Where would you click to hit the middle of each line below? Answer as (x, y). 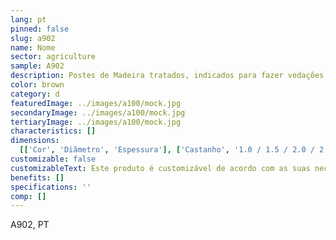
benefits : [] (37, 177)
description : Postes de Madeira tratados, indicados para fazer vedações (167, 76)
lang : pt (28, 19)
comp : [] (28, 196)
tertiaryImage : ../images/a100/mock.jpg (96, 122)
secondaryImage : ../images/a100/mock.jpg (98, 112)
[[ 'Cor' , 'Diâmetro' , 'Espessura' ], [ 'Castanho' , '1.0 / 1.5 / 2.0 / (167, 150)
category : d (35, 94)
